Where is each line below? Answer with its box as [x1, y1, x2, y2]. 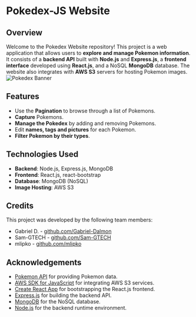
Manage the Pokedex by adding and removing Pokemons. [14, 120, 157, 127]
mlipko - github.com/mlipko [14, 240, 82, 247]
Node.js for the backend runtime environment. [14, 305, 127, 312]
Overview [6, 28, 43, 38]
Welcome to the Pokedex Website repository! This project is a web [6, 43, 167, 50]
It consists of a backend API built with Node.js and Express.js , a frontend [6, 56, 187, 62]
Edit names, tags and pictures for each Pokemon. [14, 126, 137, 133]
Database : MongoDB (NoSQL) [14, 177, 88, 184]
